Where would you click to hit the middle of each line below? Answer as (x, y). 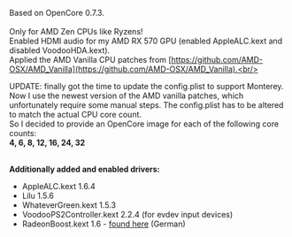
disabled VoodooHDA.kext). (60, 50)
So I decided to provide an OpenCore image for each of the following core (144, 124)
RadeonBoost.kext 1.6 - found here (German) (104, 224)
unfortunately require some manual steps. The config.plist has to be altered (146, 105)
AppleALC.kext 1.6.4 (58, 186)
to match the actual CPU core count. (76, 115)
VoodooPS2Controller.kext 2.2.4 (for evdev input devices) (127, 214)
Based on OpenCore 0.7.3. (57, 13)
